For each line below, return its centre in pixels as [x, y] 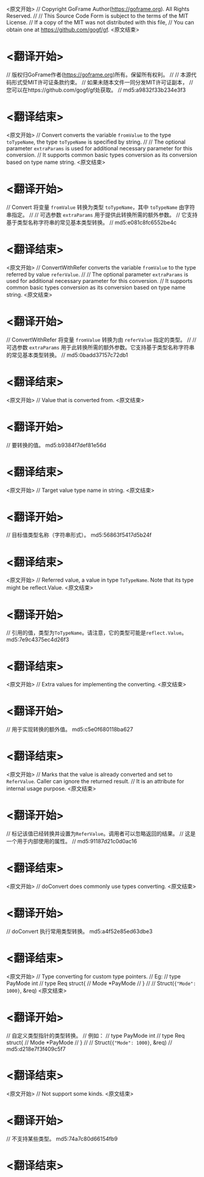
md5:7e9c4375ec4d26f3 [38, 640]
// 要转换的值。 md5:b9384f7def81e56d [56, 445]
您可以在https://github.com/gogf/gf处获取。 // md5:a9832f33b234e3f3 [96, 90]
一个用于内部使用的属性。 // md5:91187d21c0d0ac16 [72, 842]
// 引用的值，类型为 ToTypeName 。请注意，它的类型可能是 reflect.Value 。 [97, 633]
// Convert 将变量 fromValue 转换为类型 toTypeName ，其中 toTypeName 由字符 [101, 207]
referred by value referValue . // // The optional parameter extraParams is [97, 274]
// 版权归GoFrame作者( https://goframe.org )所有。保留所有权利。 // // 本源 [99, 75]
